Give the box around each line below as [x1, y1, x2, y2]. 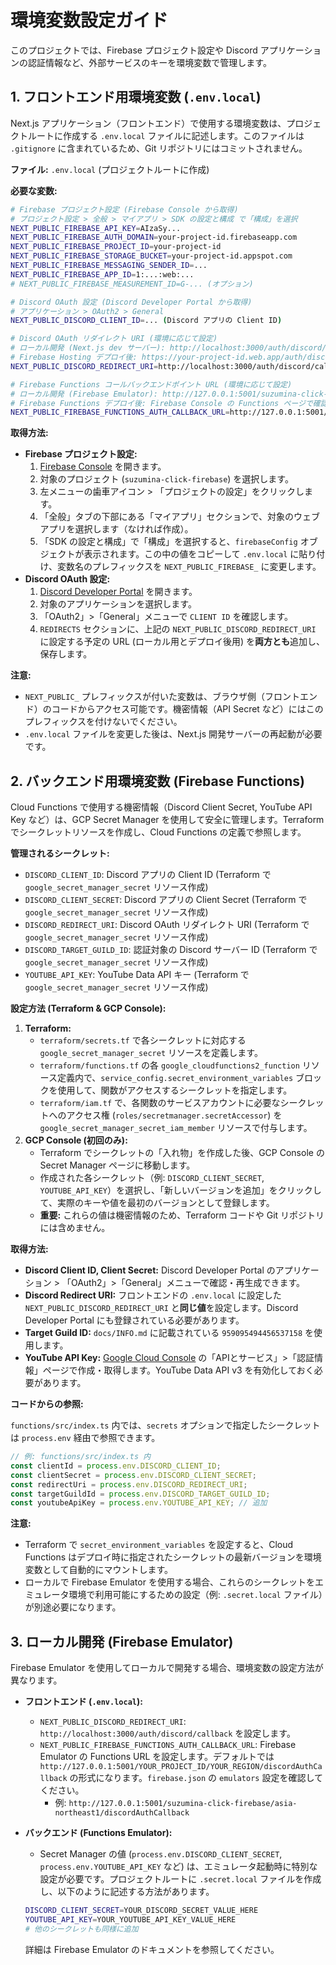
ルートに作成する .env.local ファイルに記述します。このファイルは [27, 129, 305, 141]
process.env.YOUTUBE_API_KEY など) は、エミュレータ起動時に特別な [39, 1861, 318, 1873]
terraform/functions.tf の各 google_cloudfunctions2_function [39, 1059, 300, 1071]
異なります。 [10, 1674, 63, 1686]
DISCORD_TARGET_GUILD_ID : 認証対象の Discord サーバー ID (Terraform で [24, 944, 318, 956]
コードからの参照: [10, 1398, 84, 1410]
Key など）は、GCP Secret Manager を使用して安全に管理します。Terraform [10, 814, 325, 826]
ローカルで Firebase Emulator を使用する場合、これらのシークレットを [24, 1576, 315, 1588]
